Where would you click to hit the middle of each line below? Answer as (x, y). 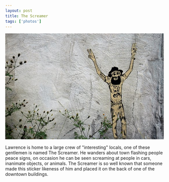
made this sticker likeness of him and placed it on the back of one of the (80, 168)
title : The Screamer (27, 16)
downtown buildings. (27, 174)
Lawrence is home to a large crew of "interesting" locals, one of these (78, 147)
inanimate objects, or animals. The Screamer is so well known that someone (84, 163)
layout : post (19, 11)
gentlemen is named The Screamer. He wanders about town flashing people (84, 153)
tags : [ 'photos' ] (23, 21)
